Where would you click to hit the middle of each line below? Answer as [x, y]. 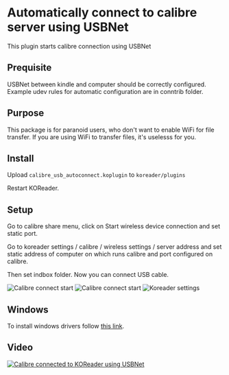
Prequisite [29, 68]
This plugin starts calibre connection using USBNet [79, 46]
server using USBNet [68, 27]
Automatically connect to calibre [102, 13]
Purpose [26, 113]
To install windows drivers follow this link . [66, 326]
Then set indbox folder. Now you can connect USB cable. [88, 275]
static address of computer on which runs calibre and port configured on [110, 254]
